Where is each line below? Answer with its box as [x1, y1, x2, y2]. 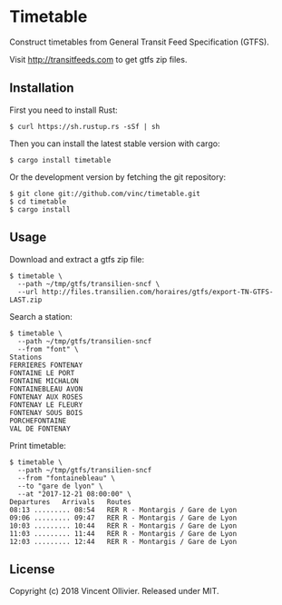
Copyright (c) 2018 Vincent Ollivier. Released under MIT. [9, 586, 219, 597]
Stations [9, 352, 43, 362]
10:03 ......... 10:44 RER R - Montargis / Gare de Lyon [9, 521, 238, 531]
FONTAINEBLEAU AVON [9, 384, 83, 393]
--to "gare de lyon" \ [17, 481, 103, 491]
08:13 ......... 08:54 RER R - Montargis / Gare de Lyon [9, 505, 238, 514]
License [9, 561, 55, 577]
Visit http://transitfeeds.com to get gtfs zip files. [9, 54, 188, 64]
